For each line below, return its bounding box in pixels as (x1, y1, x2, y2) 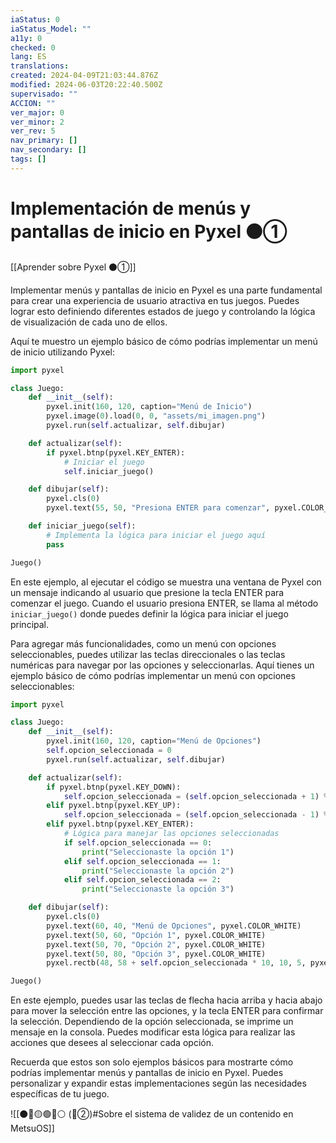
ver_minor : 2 (10, 117, 65, 127)
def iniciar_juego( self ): (28, 521, 137, 531)
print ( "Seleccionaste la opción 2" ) (81, 866, 235, 876)
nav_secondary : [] (10, 145, 87, 155)
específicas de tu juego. (10, 1088, 110, 1100)
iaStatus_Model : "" (10, 24, 92, 34)
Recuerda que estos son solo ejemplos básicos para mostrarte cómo (10, 1056, 294, 1068)
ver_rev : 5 (10, 126, 56, 136)
